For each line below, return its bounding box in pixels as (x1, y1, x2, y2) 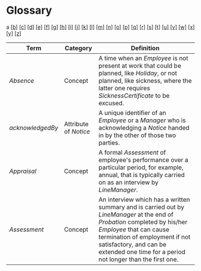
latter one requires (98, 84, 151, 92)
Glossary (6, 4, 53, 17)
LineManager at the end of (98, 210, 173, 218)
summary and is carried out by (98, 203, 184, 211)
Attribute (63, 120, 89, 128)
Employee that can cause (98, 225, 169, 233)
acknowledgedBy (9, 123, 59, 132)
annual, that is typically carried (98, 170, 185, 179)
